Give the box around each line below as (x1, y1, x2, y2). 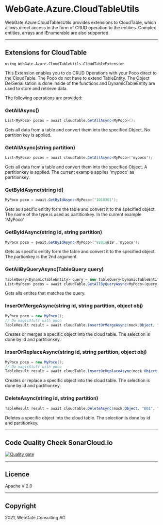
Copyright (5, 502, 36, 510)
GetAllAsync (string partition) (5, 144, 76, 151)
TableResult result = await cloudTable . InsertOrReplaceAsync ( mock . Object (5, 369, 158, 374)
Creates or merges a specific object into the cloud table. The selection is (5, 331, 150, 337)
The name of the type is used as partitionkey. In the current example (5, 212, 142, 217)
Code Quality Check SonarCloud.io (5, 438, 113, 447)
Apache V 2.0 (5, 483, 33, 489)
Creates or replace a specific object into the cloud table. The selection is (5, 378, 150, 383)
